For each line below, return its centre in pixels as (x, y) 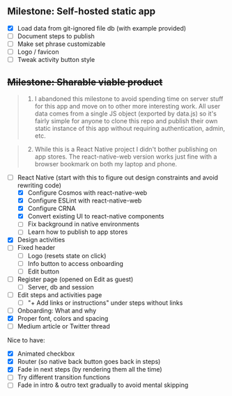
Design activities (41, 240)
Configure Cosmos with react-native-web (87, 193)
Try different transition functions (63, 377)
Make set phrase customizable (61, 44)
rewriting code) (39, 185)
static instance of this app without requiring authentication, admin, (130, 128)
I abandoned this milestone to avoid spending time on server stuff (129, 98)
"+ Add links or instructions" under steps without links (105, 303)
